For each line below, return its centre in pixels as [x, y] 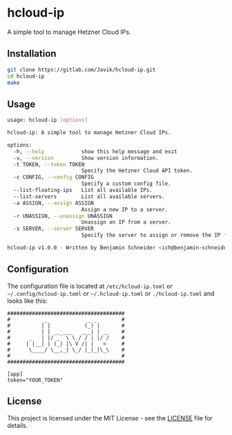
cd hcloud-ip [26, 76]
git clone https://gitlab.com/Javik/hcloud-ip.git [81, 70]
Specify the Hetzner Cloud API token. [137, 171]
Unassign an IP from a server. [126, 222]
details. [18, 425]
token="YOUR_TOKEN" [35, 380]
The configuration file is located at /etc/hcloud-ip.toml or [90, 286]
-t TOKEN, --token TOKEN [49, 164]
